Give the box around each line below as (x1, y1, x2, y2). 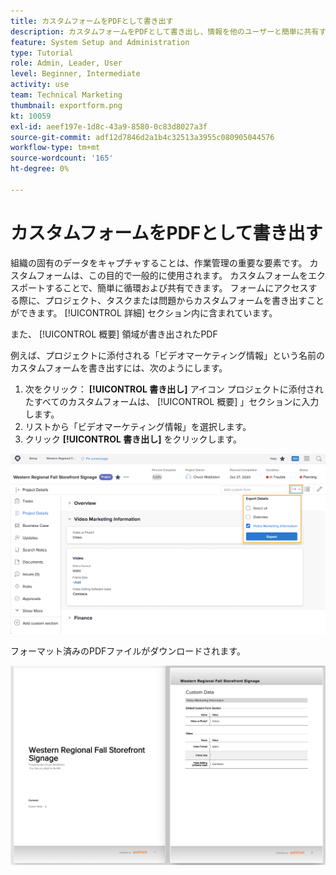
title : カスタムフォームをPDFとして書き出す (10, 16, 174, 26)
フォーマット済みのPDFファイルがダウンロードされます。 (10, 645, 246, 657)
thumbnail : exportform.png (10, 100, 123, 110)
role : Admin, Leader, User (10, 58, 123, 69)
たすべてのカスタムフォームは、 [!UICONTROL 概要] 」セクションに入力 (24, 395, 320, 407)
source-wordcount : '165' (10, 153, 114, 164)
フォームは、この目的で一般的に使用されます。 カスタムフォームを (36, 269, 309, 281)
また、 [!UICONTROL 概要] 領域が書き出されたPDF (10, 328, 218, 340)
